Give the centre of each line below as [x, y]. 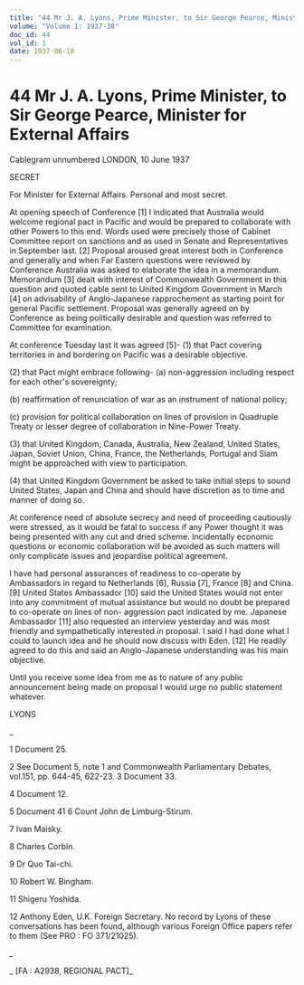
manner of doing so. [47, 500]
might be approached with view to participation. [99, 463]
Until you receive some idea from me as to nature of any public [127, 677]
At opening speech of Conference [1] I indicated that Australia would [137, 213]
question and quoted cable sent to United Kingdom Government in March [146, 289]
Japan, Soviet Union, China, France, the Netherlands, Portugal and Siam [143, 454]
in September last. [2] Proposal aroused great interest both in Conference [147, 251]
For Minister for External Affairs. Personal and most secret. [119, 194]
